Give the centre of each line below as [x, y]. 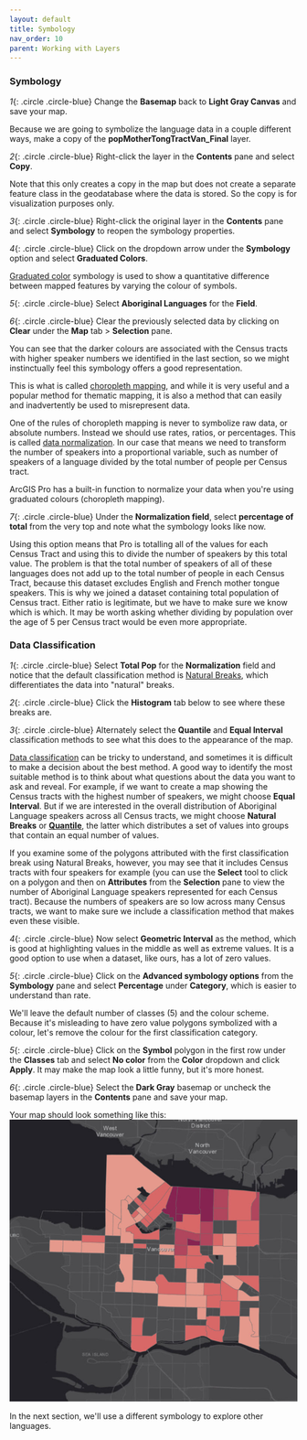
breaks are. [31, 712]
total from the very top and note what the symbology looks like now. [138, 526]
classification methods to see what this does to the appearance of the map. [152, 739]
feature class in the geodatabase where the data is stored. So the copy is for [153, 193]
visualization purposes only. [62, 203]
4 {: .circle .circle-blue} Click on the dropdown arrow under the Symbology [150, 248]
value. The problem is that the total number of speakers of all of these [141, 564]
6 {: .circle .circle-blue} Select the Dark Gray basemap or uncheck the [140, 1087]
